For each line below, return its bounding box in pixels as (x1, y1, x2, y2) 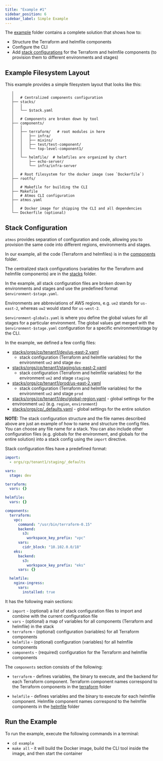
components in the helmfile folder (12, 704, 80, 709)
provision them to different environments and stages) (12, 55, 119, 60)
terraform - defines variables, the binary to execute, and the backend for (12, 673, 158, 679)
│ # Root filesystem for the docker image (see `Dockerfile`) (11, 172, 145, 177)
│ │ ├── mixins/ (11, 138, 53, 143)
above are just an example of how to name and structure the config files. (5, 421, 150, 426)
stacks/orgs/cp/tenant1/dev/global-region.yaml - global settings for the (12, 396, 154, 401)
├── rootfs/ (11, 176, 36, 181)
